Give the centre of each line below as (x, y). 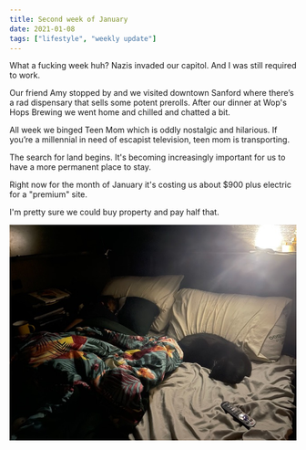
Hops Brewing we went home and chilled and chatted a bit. (120, 112)
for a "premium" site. (49, 194)
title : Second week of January (69, 19)
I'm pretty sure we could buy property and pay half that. (115, 212)
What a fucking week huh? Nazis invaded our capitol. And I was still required (153, 66)
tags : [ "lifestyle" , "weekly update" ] (83, 38)
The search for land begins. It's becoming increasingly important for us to (148, 157)
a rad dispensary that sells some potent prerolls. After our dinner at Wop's (148, 103)
